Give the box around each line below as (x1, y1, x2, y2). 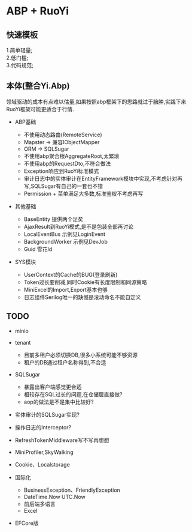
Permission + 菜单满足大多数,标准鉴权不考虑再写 (23, 190, 144, 197)
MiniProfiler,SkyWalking (14, 449, 74, 456)
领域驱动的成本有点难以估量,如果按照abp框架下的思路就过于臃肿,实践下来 (6, 98, 187, 105)
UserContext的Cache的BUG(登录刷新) (23, 271, 118, 278)
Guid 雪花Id (23, 245, 53, 253)
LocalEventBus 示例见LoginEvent (23, 230, 106, 238)
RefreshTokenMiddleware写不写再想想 (14, 437, 109, 444)
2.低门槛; (6, 54, 29, 61)
